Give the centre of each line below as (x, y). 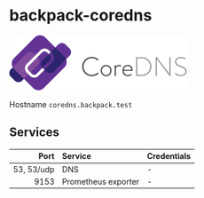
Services (35, 133)
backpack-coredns (81, 16)
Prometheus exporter (101, 181)
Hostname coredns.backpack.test (71, 104)
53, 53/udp (34, 169)
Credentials (169, 156)
